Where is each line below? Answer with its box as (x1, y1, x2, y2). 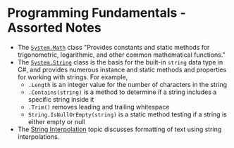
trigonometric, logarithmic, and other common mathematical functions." (17, 51, 226, 59)
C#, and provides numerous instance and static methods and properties (17, 65, 227, 74)
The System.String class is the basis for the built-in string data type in (17, 58, 223, 66)
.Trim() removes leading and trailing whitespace (27, 102, 170, 111)
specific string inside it (27, 95, 94, 103)
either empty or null (27, 117, 85, 126)
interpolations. (17, 132, 60, 141)
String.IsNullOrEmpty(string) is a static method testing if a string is (27, 110, 227, 119)
